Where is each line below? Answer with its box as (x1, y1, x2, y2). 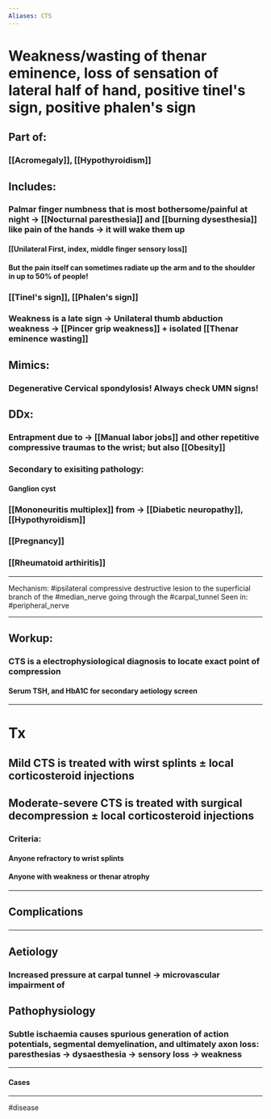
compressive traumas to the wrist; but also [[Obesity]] (8, 442, 226, 453)
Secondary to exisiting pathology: (8, 464, 144, 475)
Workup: (8, 632, 54, 646)
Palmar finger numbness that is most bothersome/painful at (8, 204, 248, 215)
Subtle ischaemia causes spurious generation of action (8, 1028, 229, 1040)
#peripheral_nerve (8, 600, 70, 610)
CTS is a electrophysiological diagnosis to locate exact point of (8, 656, 261, 668)
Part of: (8, 130, 47, 144)
